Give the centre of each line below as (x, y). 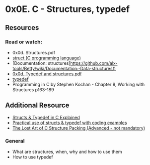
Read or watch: (24, 42)
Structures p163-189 (33, 89)
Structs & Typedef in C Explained (46, 117)
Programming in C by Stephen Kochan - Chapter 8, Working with (78, 84)
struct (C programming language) (46, 58)
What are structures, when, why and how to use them (67, 152)
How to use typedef (33, 157)
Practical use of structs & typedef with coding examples (70, 123)
